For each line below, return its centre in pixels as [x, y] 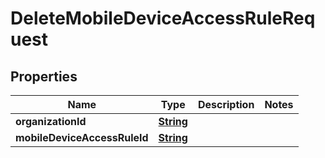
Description [226, 104]
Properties [44, 76]
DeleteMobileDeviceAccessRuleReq [163, 18]
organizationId [51, 121]
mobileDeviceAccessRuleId [82, 137]
